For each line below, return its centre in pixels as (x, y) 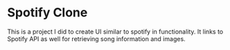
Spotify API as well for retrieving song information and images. (96, 38)
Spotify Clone (47, 13)
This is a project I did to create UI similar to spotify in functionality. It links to (115, 32)
